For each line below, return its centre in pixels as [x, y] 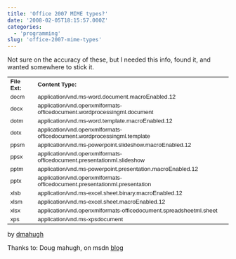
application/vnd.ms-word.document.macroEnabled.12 [107, 96]
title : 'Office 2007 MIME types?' [58, 14]
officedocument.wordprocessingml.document [96, 112]
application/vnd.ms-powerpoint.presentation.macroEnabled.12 [118, 169]
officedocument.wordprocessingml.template [94, 136]
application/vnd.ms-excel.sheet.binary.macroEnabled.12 [110, 193]
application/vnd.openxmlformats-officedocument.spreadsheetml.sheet [127, 210]
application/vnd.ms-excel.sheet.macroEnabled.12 [101, 201]
